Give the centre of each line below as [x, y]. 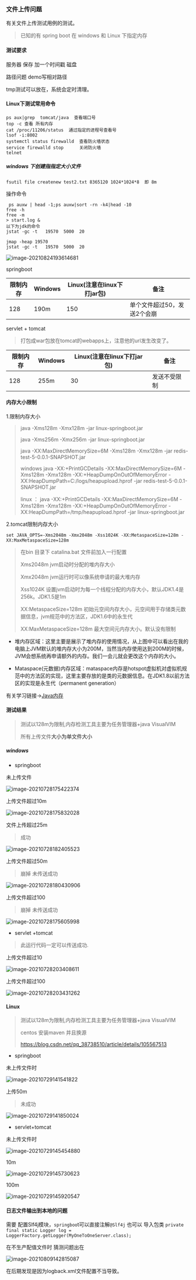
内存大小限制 [21, 402]
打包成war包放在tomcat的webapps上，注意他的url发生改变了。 [96, 341]
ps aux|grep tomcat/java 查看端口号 [51, 118]
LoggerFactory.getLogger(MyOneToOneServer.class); [69, 1236]
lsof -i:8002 [22, 135]
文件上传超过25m [27, 825]
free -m [15, 215]
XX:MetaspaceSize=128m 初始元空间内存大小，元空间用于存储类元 [100, 609]
